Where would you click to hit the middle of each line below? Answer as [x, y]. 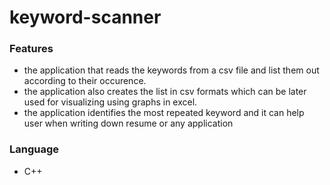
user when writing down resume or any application [128, 123]
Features [31, 49]
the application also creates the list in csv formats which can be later [165, 92]
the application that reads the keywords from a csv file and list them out [171, 70]
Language [34, 149]
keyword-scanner [85, 17]
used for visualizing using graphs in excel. [110, 102]
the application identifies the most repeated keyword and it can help [164, 113]
